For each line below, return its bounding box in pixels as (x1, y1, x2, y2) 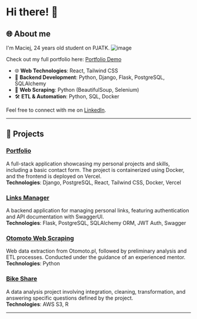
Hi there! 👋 (6, 5, 59, 19)
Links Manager (6, 194, 50, 202)
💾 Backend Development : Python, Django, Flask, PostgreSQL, (14, 74, 165, 81)
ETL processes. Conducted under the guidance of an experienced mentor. (6, 254, 186, 261)
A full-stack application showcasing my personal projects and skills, (6, 160, 170, 167)
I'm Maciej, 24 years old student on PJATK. (6, 44, 110, 51)
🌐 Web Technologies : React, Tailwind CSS (14, 67, 118, 74)
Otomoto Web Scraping (6, 234, 74, 242)
